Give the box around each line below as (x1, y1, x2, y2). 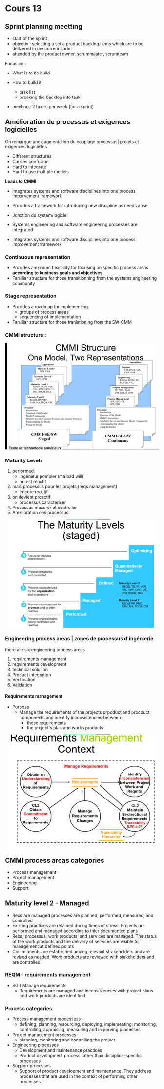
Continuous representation (5, 253, 71, 260)
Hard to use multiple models (12, 169, 69, 174)
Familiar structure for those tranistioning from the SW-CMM (12, 319, 132, 325)
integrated (12, 226, 33, 233)
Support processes (12, 1063, 51, 1069)
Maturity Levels (5, 457, 43, 463)
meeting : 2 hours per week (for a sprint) (12, 104, 94, 109)
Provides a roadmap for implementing (12, 304, 88, 310)
